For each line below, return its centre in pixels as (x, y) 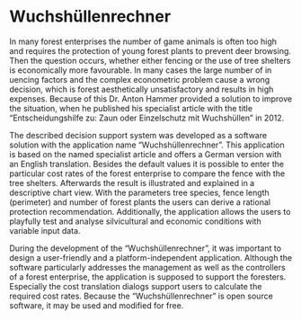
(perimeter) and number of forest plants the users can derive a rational (140, 202)
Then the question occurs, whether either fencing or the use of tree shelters (150, 60)
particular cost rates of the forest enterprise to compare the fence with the (147, 173)
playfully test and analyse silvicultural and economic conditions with (136, 221)
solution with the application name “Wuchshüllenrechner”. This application (147, 145)
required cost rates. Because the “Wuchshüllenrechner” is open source (142, 296)
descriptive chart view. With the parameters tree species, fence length (139, 192)
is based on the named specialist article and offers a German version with (146, 154)
